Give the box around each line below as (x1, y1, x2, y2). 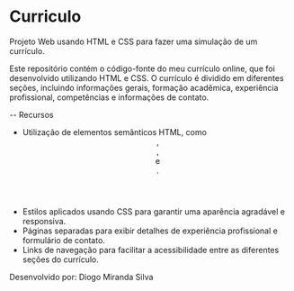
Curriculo (9, 6, 82, 27)
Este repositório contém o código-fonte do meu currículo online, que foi (9, 63, 276, 74)
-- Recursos (9, 109, 54, 120)
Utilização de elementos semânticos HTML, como (22, 126, 207, 137)
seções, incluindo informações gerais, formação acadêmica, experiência (9, 82, 279, 93)
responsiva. (22, 215, 67, 226)
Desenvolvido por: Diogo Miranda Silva (9, 271, 154, 282)
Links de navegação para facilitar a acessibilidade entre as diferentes (22, 244, 280, 255)
